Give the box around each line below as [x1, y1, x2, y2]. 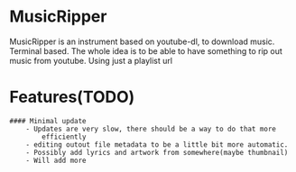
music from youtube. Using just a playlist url [9, 55, 173, 66]
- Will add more [25, 156, 88, 165]
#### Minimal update [9, 116, 88, 125]
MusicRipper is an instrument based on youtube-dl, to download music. [9, 36, 275, 47]
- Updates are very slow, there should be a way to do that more [25, 124, 277, 133]
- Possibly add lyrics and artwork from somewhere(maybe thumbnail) [25, 148, 289, 157]
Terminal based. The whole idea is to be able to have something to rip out [9, 45, 282, 56]
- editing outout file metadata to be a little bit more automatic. [25, 140, 289, 149]
